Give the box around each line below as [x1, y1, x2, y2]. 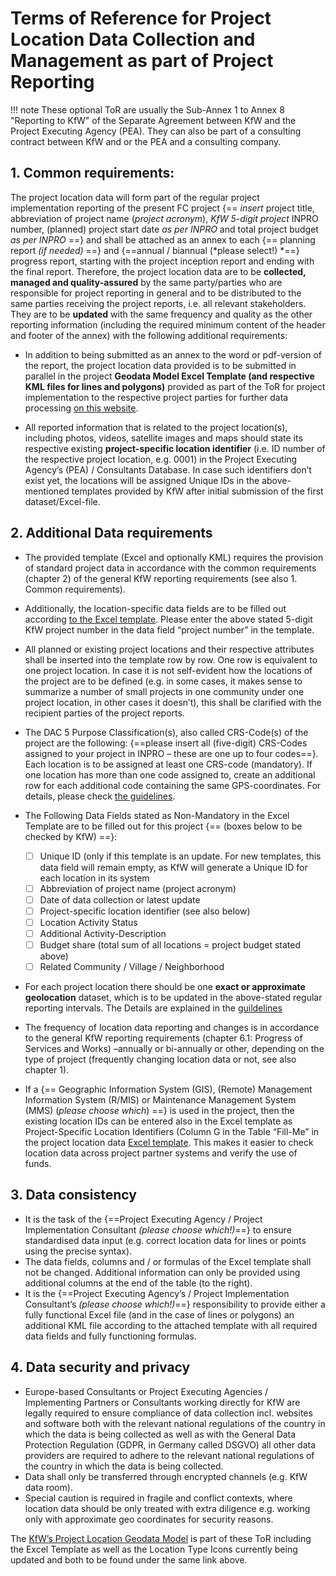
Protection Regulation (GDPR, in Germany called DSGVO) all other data [24, 1438, 317, 1451]
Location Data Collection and [10, 28, 256, 51]
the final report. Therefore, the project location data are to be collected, [10, 265, 307, 277]
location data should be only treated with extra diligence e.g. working [24, 1502, 311, 1514]
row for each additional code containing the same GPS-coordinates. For [24, 779, 322, 791]
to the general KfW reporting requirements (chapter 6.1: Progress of [24, 1032, 303, 1044]
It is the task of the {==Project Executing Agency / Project [24, 1213, 263, 1225]
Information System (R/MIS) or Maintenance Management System [24, 1094, 297, 1106]
